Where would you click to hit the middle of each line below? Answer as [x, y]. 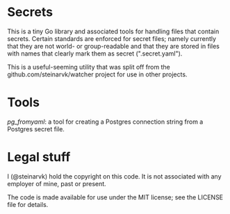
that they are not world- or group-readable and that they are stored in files [114, 46]
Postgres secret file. [36, 129]
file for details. [28, 204]
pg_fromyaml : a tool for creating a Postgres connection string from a [105, 122]
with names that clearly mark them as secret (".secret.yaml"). [95, 53]
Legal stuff [39, 157]
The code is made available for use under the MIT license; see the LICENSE [115, 197]
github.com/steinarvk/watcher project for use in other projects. [97, 74]
